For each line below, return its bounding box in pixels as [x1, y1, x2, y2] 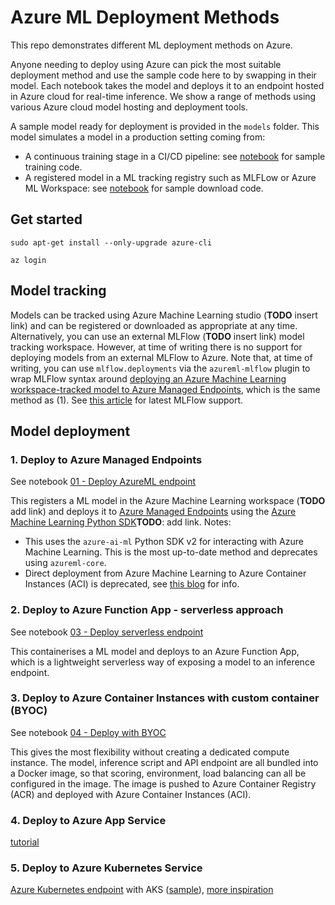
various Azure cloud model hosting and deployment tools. [10, 101, 248, 113]
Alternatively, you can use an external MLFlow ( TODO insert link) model [10, 330, 305, 342]
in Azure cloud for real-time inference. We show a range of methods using [10, 90, 317, 102]
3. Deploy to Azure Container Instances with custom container [10, 691, 320, 705]
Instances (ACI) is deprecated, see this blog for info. [24, 578, 240, 590]
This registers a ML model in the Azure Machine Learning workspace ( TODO [10, 495, 326, 507]
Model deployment [10, 422, 131, 440]
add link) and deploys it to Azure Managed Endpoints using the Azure [10, 506, 297, 518]
